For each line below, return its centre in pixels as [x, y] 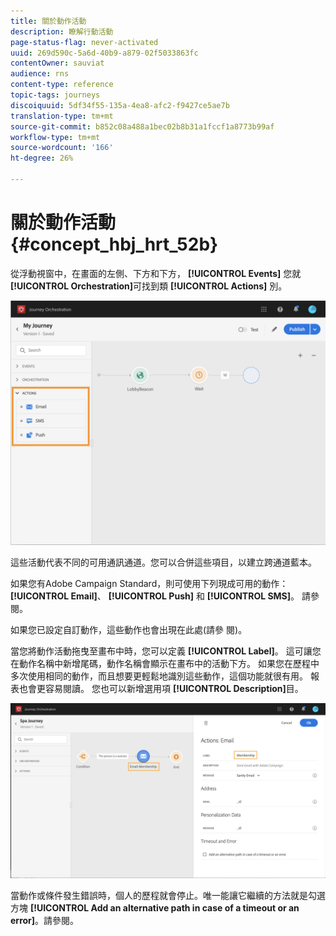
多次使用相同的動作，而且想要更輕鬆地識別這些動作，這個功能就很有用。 [159, 676]
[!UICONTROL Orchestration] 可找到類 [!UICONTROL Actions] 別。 [149, 286]
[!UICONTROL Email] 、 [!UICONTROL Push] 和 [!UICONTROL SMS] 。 [155, 596]
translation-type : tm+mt [62, 116]
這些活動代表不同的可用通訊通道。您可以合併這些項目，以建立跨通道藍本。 [163, 562]
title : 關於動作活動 [48, 21]
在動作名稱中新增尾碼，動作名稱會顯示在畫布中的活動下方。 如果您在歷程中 [165, 663]
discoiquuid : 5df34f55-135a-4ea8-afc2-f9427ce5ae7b [120, 105]
